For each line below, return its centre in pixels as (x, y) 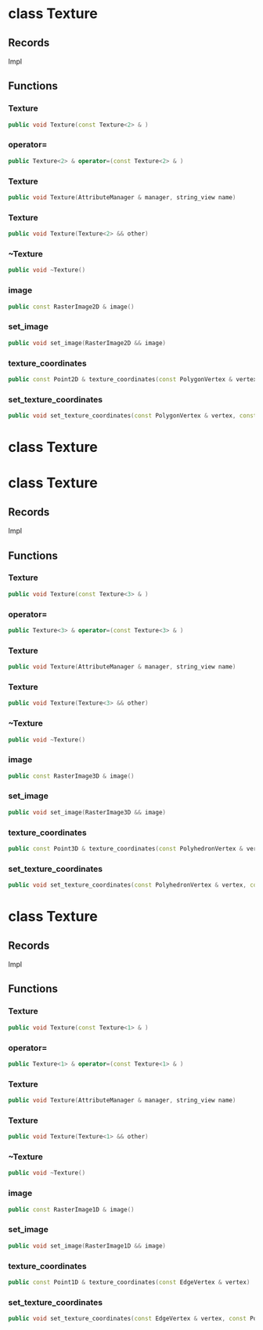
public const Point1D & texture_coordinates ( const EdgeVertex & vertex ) (129, 1282)
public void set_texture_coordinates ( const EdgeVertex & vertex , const (127, 1319)
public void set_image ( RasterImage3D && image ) (87, 812)
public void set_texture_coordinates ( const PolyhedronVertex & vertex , (127, 885)
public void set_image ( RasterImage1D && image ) (87, 1246)
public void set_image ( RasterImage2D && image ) (87, 343)
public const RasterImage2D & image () (71, 307)
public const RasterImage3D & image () (71, 776)
